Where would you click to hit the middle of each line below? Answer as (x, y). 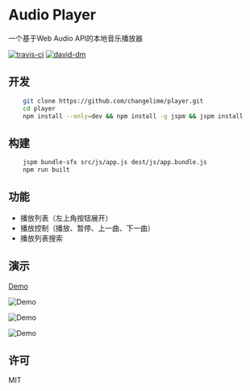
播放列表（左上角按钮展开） (66, 218)
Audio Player (52, 15)
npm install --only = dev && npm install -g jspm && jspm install (133, 116)
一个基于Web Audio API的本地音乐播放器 (76, 38)
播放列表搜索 (41, 238)
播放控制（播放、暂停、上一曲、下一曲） (87, 228)
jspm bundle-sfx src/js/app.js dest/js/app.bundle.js (115, 162)
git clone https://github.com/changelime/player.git (113, 101)
